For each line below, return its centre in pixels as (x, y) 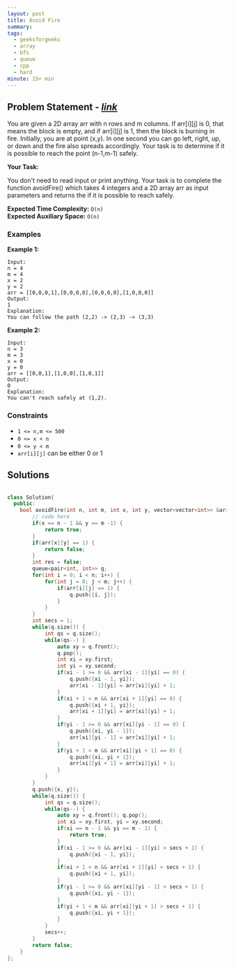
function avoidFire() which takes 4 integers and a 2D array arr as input (108, 188)
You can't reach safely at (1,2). (57, 398)
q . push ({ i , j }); (93, 594)
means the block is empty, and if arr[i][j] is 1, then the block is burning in (111, 131)
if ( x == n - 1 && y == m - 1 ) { (78, 523)
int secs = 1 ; (53, 621)
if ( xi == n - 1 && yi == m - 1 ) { (107, 828)
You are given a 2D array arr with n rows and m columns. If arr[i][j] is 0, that (116, 124)
